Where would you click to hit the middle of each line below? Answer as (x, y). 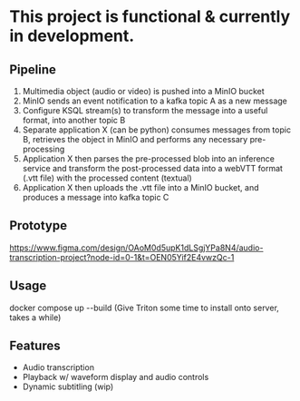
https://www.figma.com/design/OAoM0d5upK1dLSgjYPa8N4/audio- (136, 248)
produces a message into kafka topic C (96, 197)
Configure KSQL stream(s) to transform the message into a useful (145, 110)
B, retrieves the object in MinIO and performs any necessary (135, 139)
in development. (72, 36)
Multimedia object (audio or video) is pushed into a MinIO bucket (143, 91)
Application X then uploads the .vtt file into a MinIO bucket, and (141, 187)
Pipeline (33, 69)
